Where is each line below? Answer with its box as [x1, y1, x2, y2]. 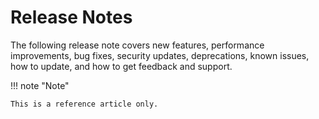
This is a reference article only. [10, 99, 159, 109]
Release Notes [10, 6, 133, 29]
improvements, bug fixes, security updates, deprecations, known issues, [10, 49, 310, 61]
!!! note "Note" [10, 79, 70, 91]
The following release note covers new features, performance [10, 39, 265, 51]
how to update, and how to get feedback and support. [10, 60, 233, 72]
